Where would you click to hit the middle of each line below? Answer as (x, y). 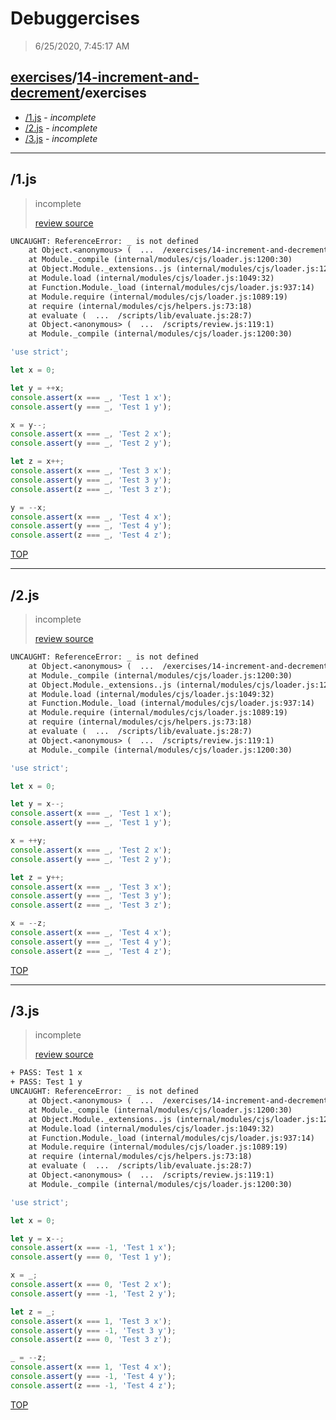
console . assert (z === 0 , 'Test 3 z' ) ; (91, 1340)
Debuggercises (75, 18)
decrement (45, 93)
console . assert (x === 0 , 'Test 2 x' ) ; (91, 1285)
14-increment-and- (138, 77)
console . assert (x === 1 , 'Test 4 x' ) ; (91, 1367)
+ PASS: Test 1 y (46, 1082)
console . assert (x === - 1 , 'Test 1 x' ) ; (93, 1248)
